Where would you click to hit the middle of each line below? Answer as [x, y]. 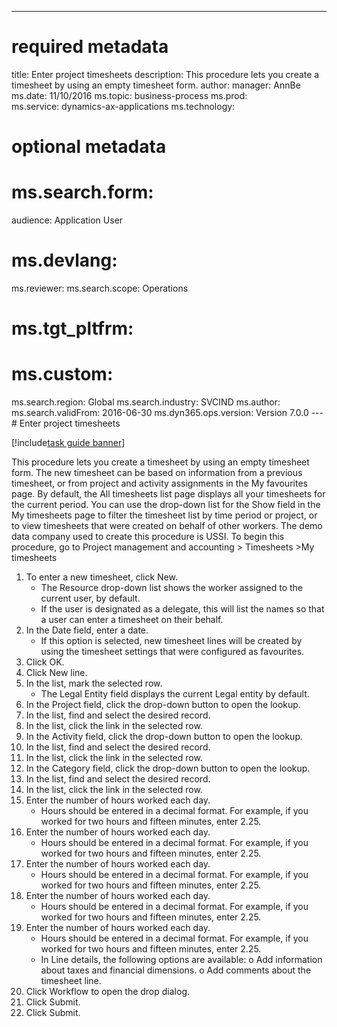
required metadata [90, 47]
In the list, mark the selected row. [94, 683]
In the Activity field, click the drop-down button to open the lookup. [164, 737]
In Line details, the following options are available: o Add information [181, 960]
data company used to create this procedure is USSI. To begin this [148, 537]
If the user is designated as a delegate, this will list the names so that [182, 609]
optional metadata [89, 147]
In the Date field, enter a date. [87, 630]
